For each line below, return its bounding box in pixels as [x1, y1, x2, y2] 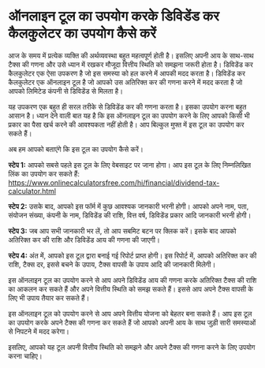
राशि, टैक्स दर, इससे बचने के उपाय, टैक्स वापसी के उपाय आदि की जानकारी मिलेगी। [8, 259, 216, 269]
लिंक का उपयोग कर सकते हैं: [8, 169, 80, 178]
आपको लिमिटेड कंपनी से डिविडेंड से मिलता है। [8, 86, 124, 95]
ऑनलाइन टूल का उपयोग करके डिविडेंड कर [8, 7, 219, 25]
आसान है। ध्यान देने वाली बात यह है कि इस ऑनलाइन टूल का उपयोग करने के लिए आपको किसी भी [8, 110, 250, 121]
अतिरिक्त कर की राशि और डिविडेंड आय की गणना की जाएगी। [8, 235, 160, 244]
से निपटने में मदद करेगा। [8, 326, 69, 336]
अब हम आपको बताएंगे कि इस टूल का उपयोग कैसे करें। [8, 144, 144, 154]
